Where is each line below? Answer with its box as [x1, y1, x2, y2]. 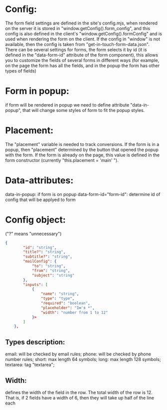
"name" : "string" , [40, 291, 79, 296]
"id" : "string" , [23, 245, 57, 250]
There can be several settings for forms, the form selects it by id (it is [5, 46, 147, 52]
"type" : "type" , [40, 296, 75, 301]
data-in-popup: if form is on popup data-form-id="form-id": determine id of [5, 191, 161, 197]
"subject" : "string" [31, 272, 75, 278]
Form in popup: [5, 85, 70, 97]
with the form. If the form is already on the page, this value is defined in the [5, 151, 160, 158]
